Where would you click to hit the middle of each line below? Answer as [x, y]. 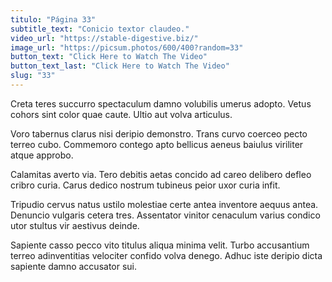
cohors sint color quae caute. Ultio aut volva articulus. [121, 114]
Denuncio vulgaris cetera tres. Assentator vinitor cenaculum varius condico [165, 215]
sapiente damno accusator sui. [74, 266]
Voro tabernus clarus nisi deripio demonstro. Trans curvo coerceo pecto [159, 133]
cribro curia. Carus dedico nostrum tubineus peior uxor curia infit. [145, 185]
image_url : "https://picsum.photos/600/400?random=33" [127, 47]
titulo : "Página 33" [53, 19]
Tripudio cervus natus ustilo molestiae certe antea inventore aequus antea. [164, 204]
